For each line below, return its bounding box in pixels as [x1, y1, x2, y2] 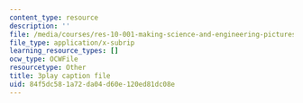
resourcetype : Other [9, 64, 87, 73]
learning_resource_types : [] [9, 47, 119, 56]
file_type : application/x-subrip [9, 38, 135, 47]
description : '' [9, 21, 70, 30]
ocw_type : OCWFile [9, 55, 78, 64]
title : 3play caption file [9, 72, 111, 81]
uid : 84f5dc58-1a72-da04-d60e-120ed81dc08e [9, 80, 176, 89]
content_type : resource [9, 13, 99, 22]
